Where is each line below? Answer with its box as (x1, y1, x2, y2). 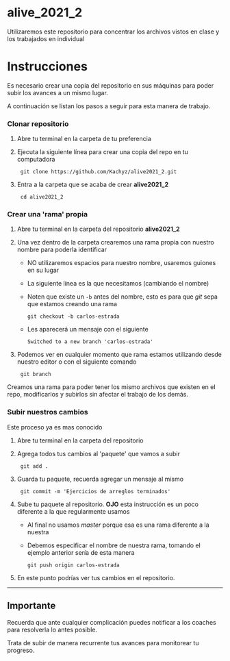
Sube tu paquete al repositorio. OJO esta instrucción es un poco (16, 500, 199, 508)
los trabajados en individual (7, 34, 85, 42)
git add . (20, 462, 49, 470)
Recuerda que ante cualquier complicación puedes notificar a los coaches (7, 618, 217, 626)
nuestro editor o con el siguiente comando (16, 358, 137, 366)
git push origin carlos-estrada (27, 562, 120, 569)
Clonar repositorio (7, 119, 69, 128)
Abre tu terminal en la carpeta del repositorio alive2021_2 (16, 225, 180, 234)
